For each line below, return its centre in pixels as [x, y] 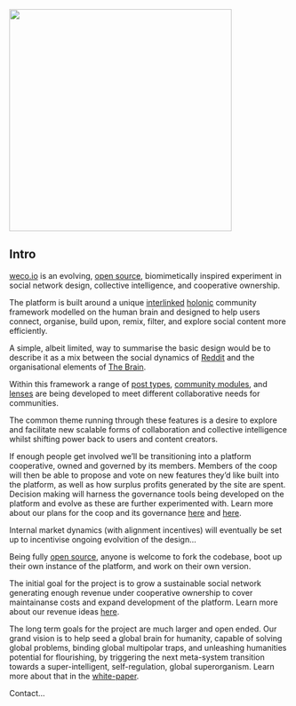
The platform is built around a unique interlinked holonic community [133, 302]
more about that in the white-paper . [74, 676]
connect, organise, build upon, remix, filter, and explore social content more [148, 321]
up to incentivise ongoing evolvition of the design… [103, 539]
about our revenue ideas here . [64, 611]
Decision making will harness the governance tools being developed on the [147, 494]
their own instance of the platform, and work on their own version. [130, 566]
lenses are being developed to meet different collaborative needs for [135, 393]
